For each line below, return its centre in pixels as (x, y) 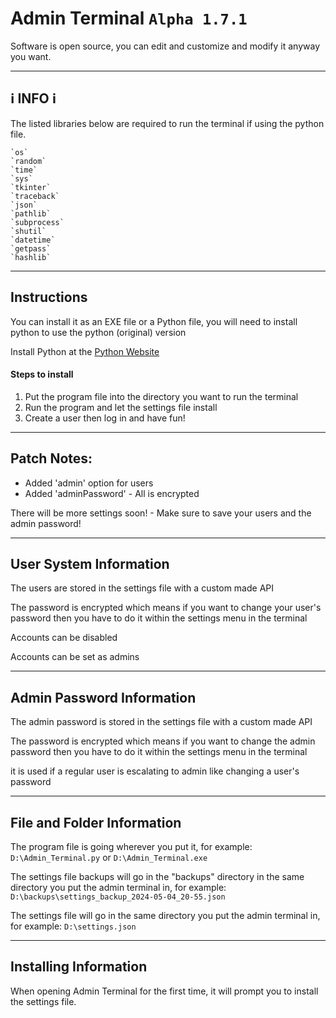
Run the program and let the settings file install (121, 407)
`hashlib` (31, 257)
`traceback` (35, 196)
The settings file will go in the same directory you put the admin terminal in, (165, 916)
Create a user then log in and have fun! (105, 418)
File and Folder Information (96, 822)
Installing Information (79, 967)
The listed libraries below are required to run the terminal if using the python (167, 123)
